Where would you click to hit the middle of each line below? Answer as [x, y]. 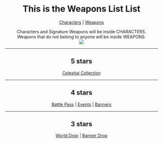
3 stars [81, 124]
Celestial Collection [81, 73]
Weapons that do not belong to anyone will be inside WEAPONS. [81, 37]
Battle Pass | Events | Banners [81, 104]
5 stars [81, 61]
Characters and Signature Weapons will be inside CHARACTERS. [81, 31]
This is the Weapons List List [81, 9]
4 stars [81, 93]
